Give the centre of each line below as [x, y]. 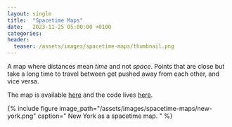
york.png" [22, 116]
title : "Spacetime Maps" [45, 20]
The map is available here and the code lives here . [80, 95]
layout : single [30, 14]
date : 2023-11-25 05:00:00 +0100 [59, 27]
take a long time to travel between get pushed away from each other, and [114, 74]
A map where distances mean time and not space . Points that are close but [116, 66]
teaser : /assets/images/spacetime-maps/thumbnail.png [94, 46]
